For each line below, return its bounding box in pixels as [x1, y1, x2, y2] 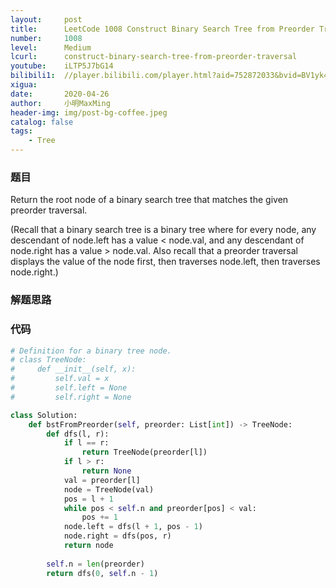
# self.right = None [10, 392, 132, 402]
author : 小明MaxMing [10, 98, 111, 108]
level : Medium [10, 42, 92, 53]
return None [81, 466, 132, 476]
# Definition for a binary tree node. [10, 346, 172, 356]
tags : [10, 126, 33, 136]
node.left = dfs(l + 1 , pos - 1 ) [63, 522, 203, 532]
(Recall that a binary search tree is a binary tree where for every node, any [10, 224, 317, 236]
